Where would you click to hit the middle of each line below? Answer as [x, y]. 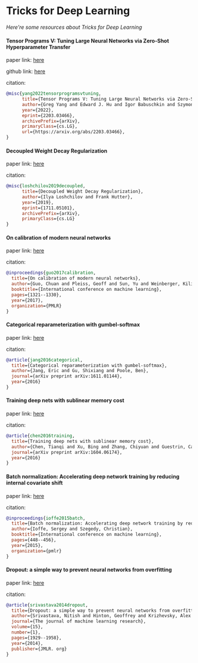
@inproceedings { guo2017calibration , [51, 273]
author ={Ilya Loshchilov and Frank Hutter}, [77, 197]
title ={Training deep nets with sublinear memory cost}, [83, 441]
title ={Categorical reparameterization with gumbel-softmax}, [89, 365]
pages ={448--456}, [34, 540]
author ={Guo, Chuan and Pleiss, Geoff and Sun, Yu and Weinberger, [96, 284]
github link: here [26, 71]
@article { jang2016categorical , [44, 360]
